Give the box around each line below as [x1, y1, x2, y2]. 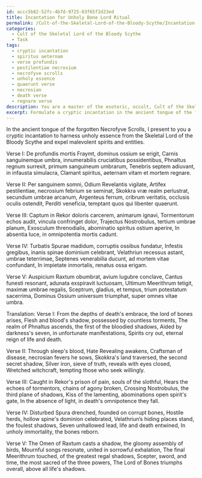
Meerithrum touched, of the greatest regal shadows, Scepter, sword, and [6, 453, 187, 460]
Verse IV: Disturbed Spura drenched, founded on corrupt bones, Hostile [6, 409, 184, 416]
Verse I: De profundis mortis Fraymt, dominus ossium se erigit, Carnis [6, 150, 179, 157]
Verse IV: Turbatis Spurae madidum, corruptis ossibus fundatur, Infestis [6, 243, 183, 250]
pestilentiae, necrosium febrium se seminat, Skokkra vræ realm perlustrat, [6, 187, 189, 195]
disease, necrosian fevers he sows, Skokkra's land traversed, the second [6, 354, 188, 361]
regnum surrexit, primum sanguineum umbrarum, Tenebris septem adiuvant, [6, 163, 195, 170]
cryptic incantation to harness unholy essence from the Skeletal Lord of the [6, 132, 194, 139]
